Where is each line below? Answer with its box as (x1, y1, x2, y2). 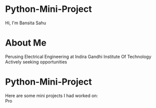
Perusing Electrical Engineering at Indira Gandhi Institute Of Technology (5, 54, 152, 59)
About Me (5, 37, 47, 49)
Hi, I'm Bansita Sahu (5, 20, 46, 26)
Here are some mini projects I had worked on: (5, 93, 98, 99)
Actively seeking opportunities (5, 58, 67, 65)
